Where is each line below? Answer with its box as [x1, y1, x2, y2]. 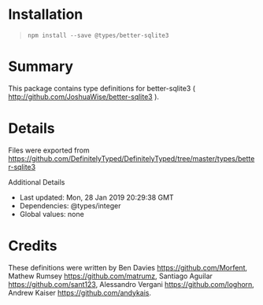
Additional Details [8, 177, 65, 186]
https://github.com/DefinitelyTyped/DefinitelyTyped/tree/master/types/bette [8, 153, 255, 163]
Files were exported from [8, 145, 90, 155]
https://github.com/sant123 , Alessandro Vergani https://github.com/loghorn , [8, 279, 254, 288]
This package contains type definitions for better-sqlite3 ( [8, 83, 195, 93]
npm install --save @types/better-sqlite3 [27, 31, 169, 39]
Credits [8, 237, 57, 255]
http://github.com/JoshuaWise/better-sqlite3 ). [8, 92, 160, 101]
